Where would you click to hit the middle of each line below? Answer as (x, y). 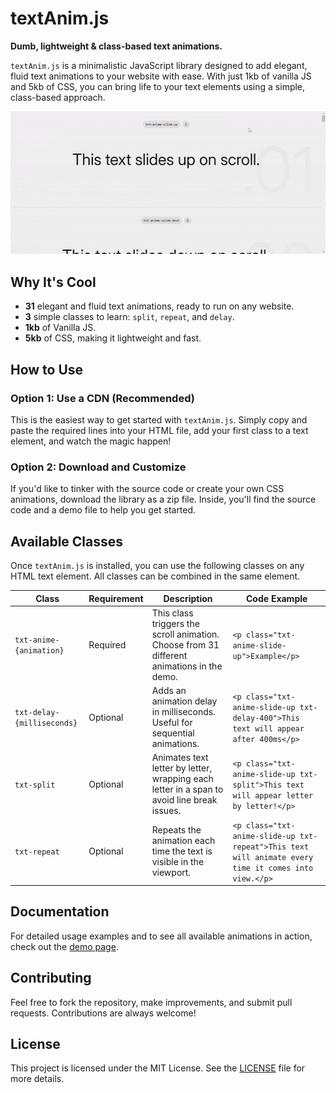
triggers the (175, 623)
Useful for (172, 723)
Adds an (169, 691)
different (169, 655)
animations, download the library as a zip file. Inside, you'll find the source (163, 499)
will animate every (273, 857)
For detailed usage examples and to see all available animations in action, (161, 936)
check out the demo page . (64, 946)
